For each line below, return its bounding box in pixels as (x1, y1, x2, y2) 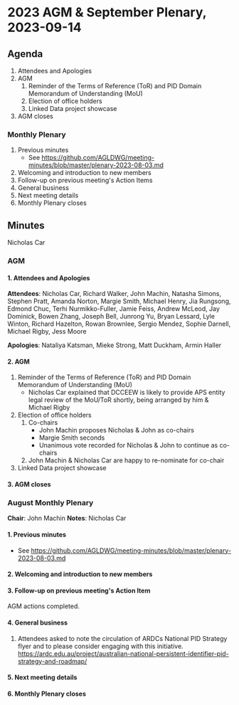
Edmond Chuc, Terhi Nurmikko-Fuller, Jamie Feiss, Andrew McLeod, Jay (7, 304, 221, 313)
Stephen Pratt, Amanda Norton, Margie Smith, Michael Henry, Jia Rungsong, (7, 297, 231, 306)
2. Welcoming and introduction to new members (7, 570, 153, 578)
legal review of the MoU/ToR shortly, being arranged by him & (28, 396, 209, 404)
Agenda (7, 48, 43, 60)
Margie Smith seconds (38, 433, 105, 442)
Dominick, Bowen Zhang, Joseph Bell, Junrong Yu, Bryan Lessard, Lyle (7, 312, 216, 321)
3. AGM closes (7, 480, 51, 489)
